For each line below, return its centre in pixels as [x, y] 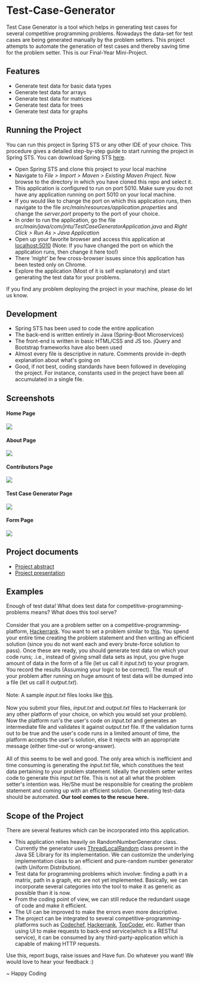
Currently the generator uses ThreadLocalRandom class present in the [101, 848]
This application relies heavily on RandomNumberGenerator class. [96, 842]
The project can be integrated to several [64, 918]
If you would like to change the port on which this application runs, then [103, 201]
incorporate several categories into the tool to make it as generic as [98, 886]
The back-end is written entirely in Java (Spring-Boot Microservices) [99, 335]
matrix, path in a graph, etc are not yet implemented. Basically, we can [101, 880]
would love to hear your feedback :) [50, 962]
